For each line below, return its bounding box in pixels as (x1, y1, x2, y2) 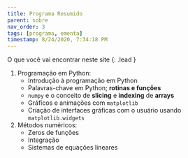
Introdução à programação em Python (27, 76, 138, 85)
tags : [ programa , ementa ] (7, 29, 82, 37)
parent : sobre (7, 17, 49, 24)
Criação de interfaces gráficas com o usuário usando (27, 106, 182, 115)
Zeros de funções (27, 129, 79, 137)
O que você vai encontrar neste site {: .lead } (7, 55, 136, 64)
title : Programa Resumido (7, 10, 82, 17)
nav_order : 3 (7, 23, 45, 30)
